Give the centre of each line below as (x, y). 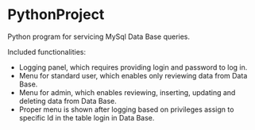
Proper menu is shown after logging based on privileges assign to (126, 109)
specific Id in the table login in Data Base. (87, 117)
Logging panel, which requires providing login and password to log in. (133, 67)
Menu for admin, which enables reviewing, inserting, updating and (127, 92)
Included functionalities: (47, 52)
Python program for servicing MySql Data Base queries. (99, 36)
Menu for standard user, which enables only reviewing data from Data (133, 75)
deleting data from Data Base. (68, 101)
